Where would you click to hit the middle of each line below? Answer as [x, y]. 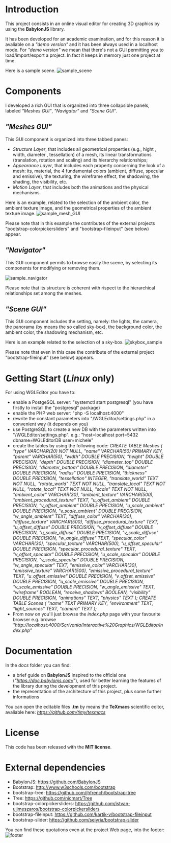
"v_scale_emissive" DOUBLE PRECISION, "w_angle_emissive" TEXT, [84, 587]
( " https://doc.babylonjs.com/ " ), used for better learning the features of [87, 680]
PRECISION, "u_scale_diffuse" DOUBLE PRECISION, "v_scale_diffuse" [85, 533]
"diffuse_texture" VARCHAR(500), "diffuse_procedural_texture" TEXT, [85, 522]
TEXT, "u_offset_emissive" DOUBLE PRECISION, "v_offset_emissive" [84, 576]
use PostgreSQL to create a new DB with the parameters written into [84, 429]
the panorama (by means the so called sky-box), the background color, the [84, 327]
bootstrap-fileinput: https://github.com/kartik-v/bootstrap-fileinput [82, 814]
